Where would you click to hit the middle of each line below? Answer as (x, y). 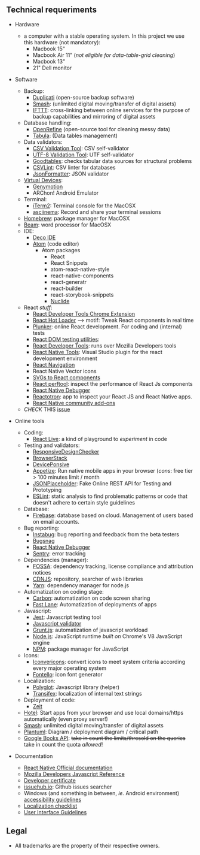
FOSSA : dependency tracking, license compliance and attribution (113, 566)
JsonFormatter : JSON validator (71, 174)
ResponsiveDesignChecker (66, 451)
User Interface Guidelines (55, 812)
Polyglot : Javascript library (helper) (76, 687)
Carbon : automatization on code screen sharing (91, 598)
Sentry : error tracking (59, 553)
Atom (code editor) (56, 244)
